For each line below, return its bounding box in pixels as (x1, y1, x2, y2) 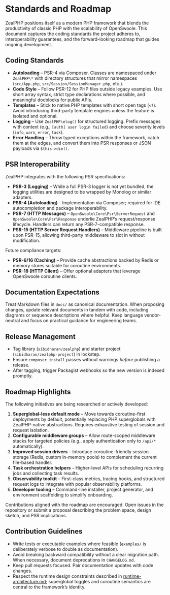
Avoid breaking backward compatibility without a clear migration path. (12, 551, 159, 557)
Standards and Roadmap (5, 3, 112, 15)
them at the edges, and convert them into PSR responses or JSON (12, 140, 151, 146)
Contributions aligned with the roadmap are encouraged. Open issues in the (5, 502, 164, 508)
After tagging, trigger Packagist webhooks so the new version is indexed (12, 367, 165, 373)
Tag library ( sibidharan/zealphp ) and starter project (12, 346, 121, 352)
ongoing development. (5, 41, 52, 47)
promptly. (12, 373, 33, 379)
